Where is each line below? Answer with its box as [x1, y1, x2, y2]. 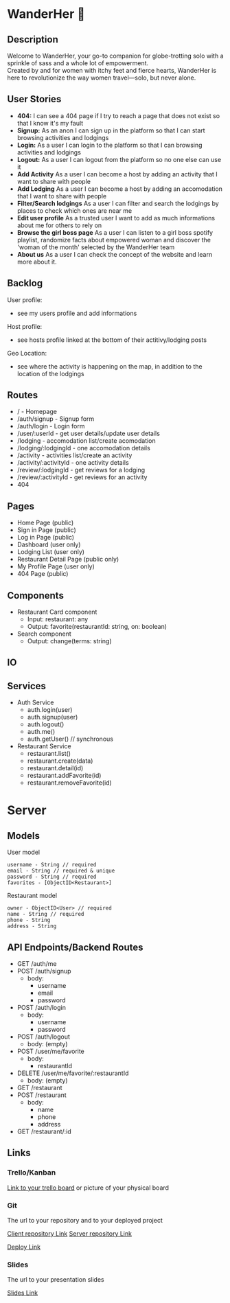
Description [7, 34, 58, 45]
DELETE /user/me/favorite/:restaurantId [16, 1069, 129, 1077]
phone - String [7, 916, 51, 924]
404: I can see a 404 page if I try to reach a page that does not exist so [16, 111, 220, 119]
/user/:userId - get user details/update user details [16, 429, 160, 438]
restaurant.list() [27, 750, 71, 758]
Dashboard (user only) [16, 540, 81, 549]
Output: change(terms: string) [27, 637, 112, 645]
